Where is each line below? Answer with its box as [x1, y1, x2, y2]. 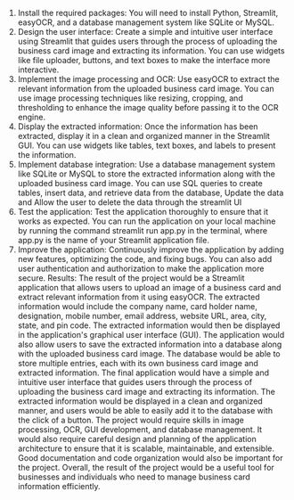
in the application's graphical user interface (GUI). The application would [17, 330, 285, 340]
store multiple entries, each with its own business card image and [17, 358, 258, 368]
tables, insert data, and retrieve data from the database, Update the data [17, 187, 284, 198]
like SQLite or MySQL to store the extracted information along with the [17, 168, 276, 179]
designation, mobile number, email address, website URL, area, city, [17, 311, 267, 321]
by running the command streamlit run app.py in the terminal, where [17, 225, 268, 235]
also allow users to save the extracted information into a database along [17, 339, 282, 349]
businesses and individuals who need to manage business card [17, 471, 251, 482]
